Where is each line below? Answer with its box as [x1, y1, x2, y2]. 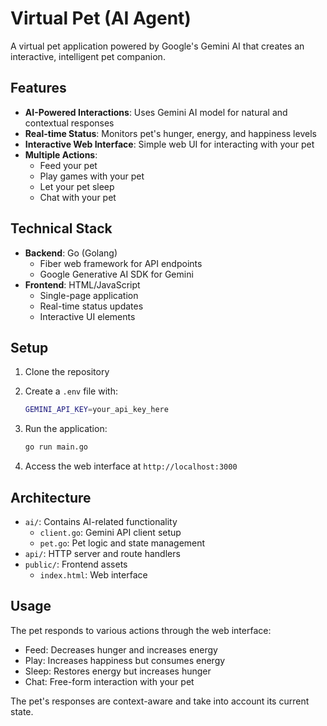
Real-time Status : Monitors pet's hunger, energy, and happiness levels [24, 127, 317, 139]
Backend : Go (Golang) [24, 247, 118, 259]
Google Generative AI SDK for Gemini [39, 268, 194, 280]
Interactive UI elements [39, 310, 136, 322]
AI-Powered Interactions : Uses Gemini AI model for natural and [24, 106, 288, 118]
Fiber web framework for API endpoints [39, 257, 203, 269]
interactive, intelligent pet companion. [10, 50, 166, 62]
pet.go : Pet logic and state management [39, 537, 206, 549]
